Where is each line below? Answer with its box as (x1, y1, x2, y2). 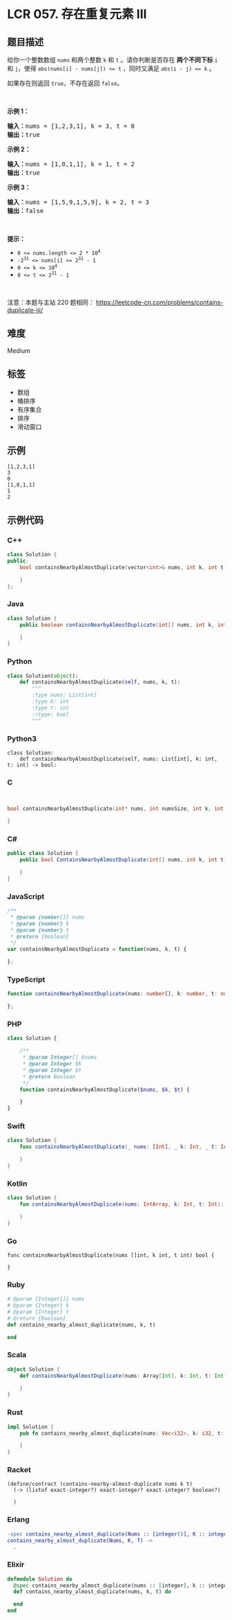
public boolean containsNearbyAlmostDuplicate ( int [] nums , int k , (19, 621, 215, 628)
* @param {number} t (10, 926, 70, 934)
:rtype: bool (32, 710, 70, 718)
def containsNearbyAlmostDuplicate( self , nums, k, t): (19, 679, 181, 685)
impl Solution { (7, 1423, 54, 1430)
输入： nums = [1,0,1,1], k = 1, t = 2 (7, 160, 135, 168)
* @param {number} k (10, 920, 70, 927)
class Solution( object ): (7, 672, 79, 679)
